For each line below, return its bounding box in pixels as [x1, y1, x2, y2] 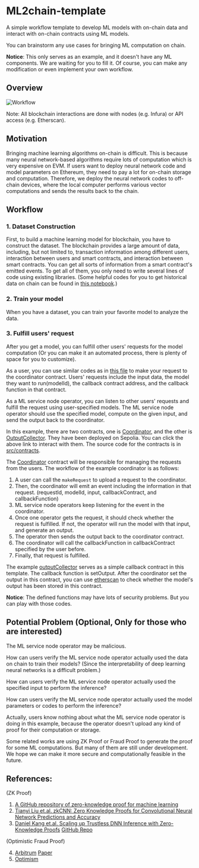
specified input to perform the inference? [6, 684, 107, 691]
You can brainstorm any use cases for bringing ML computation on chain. [6, 42, 186, 49]
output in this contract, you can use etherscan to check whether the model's [6, 576, 194, 583]
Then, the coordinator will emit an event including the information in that [14, 482, 191, 489]
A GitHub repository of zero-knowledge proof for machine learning [14, 801, 179, 808]
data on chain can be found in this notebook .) [6, 280, 118, 287]
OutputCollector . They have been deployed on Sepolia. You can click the [6, 434, 184, 441]
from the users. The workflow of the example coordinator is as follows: [6, 464, 179, 471]
